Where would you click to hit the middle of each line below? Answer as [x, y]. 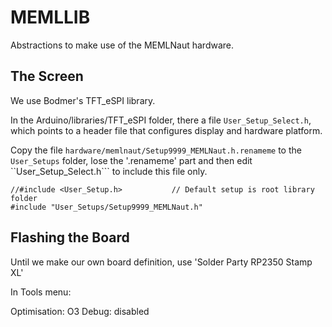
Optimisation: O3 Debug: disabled [80, 311]
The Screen [47, 76]
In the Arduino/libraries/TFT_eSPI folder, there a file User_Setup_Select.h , [161, 120]
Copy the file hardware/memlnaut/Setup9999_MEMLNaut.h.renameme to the [156, 150]
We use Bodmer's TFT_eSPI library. [83, 100]
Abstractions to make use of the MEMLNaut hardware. [122, 45]
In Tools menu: [41, 292]
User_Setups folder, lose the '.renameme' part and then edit [131, 160]
